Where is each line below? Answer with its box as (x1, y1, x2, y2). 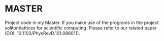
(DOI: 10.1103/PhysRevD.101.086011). (5, 30, 81, 36)
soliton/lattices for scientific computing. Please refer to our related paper (5, 24, 157, 30)
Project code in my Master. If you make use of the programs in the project (5, 19, 159, 25)
